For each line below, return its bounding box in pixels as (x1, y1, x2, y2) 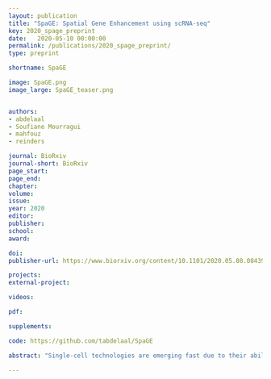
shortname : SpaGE (8, 64, 67, 73)
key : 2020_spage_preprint (8, 27, 95, 35)
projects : (8, 271, 42, 279)
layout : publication (8, 11, 78, 20)
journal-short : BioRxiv (8, 160, 89, 168)
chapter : (8, 182, 38, 190)
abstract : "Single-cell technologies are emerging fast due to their (8, 352, 248, 360)
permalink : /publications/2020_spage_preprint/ (8, 42, 172, 50)
